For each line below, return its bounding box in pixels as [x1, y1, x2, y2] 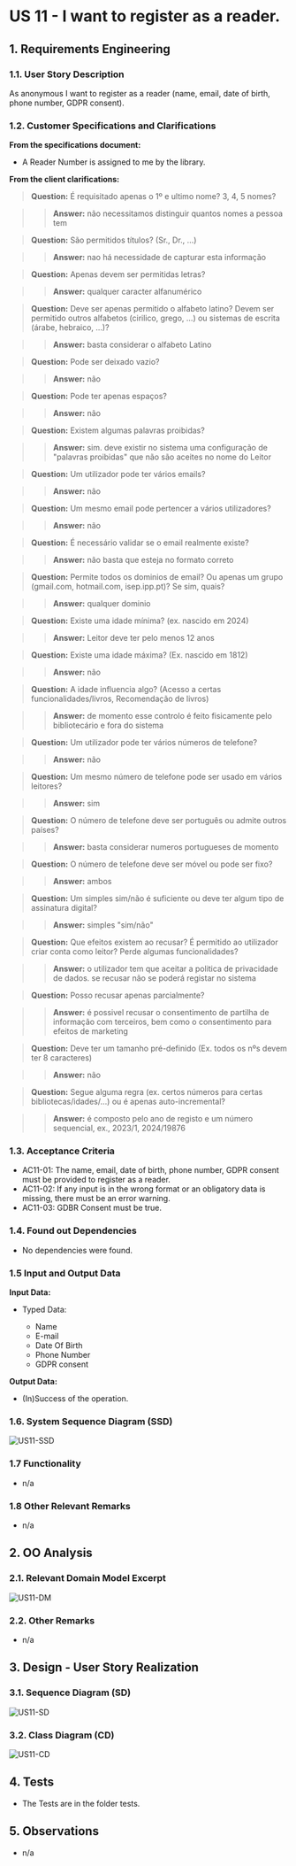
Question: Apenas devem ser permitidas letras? [30, 269, 206, 280]
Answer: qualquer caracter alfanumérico [52, 286, 202, 297]
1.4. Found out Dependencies [9, 1224, 137, 1237]
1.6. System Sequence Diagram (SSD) [9, 1415, 173, 1427]
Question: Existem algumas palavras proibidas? [30, 425, 205, 436]
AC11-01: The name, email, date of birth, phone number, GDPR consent [21, 1165, 280, 1176]
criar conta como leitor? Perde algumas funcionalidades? [30, 946, 239, 957]
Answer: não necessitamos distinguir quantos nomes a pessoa [52, 208, 284, 219]
